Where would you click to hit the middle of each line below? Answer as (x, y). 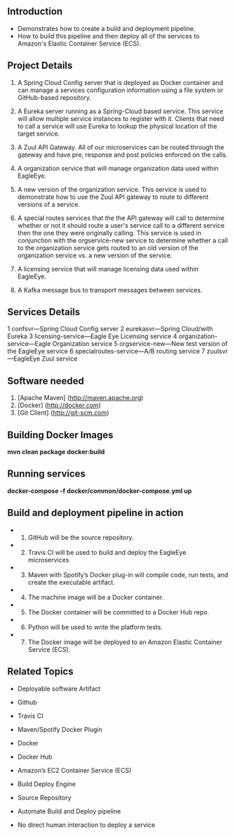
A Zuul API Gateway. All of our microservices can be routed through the (121, 147)
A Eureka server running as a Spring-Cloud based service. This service (120, 111)
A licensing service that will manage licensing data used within (108, 269)
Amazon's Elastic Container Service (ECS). (79, 43)
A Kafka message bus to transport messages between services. (110, 290)
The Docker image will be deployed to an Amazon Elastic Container (125, 642)
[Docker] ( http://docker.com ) (59, 405)
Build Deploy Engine (46, 784)
